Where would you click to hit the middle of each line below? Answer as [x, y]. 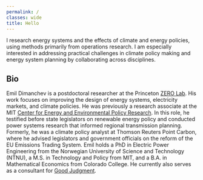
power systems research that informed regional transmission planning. [95, 125]
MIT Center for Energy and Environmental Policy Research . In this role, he [98, 113]
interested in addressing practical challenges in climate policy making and [98, 53]
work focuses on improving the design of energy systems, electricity [92, 100]
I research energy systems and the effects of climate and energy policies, [98, 41]
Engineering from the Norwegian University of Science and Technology [95, 152]
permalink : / [23, 12]
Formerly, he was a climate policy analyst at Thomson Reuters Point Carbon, [101, 132]
